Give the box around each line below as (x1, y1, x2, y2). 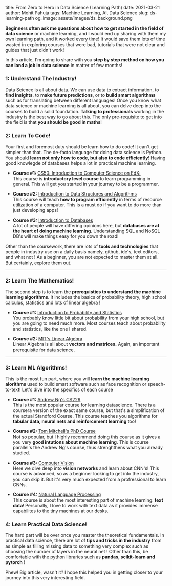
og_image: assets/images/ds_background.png (35, 15, 133, 21)
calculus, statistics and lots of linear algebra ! (5, 299, 101, 306)
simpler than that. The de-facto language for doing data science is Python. (5, 149, 163, 155)
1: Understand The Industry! (5, 75, 77, 82)
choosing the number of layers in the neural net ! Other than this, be (5, 549, 148, 555)
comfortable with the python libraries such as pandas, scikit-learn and (5, 554, 155, 560)
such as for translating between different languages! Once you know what (5, 97, 161, 104)
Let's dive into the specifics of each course (22, 386, 114, 393)
